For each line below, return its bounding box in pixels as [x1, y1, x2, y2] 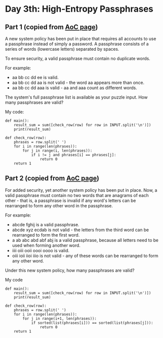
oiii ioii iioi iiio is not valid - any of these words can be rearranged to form [12, 253, 159, 258]
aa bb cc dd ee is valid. [12, 75, 59, 80]
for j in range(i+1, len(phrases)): [22, 316, 97, 321]
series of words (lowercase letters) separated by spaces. [5, 46, 119, 52]
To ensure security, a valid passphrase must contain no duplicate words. [5, 56, 150, 61]
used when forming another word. [12, 242, 81, 248]
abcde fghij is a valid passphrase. [12, 221, 79, 227]
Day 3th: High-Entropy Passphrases [5, 3, 154, 15]
